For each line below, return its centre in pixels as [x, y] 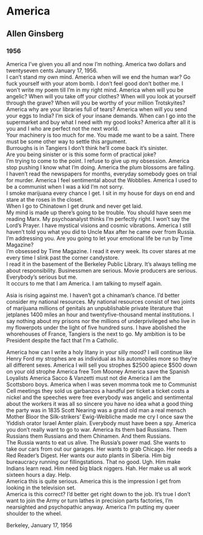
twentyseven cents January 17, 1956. [52, 70]
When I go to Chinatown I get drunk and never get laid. [75, 206]
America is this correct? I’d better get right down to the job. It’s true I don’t [98, 494]
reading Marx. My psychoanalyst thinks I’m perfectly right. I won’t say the [98, 219]
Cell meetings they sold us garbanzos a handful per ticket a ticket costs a [98, 390]
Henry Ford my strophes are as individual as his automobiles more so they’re [102, 358]
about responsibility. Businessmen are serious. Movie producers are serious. [102, 270]
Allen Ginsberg [35, 34]
